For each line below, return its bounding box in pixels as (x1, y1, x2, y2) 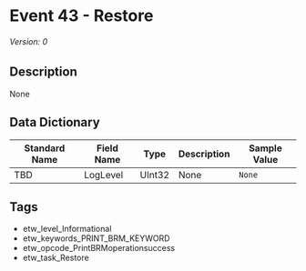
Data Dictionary (9, 115, 100, 130)
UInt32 (139, 168, 170, 181)
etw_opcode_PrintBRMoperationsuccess (22, 243, 176, 254)
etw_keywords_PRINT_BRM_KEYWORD (22, 233, 170, 244)
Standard (24, 142, 66, 155)
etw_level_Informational (22, 224, 112, 235)
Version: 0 (9, 35, 48, 46)
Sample (249, 142, 282, 155)
